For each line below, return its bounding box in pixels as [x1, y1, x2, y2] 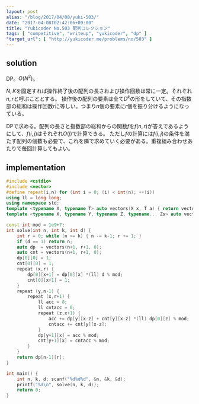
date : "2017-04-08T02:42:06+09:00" [6, 20, 94, 26]
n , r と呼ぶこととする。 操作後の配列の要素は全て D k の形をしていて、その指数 [6, 94, 192, 103]
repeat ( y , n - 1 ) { [17, 288, 60, 294]
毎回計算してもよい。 [21, 145, 73, 152]
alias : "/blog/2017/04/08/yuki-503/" [6, 14, 99, 20]
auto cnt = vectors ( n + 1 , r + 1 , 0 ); [17, 250, 102, 256]
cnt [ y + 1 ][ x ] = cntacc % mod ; [37, 338, 110, 344]
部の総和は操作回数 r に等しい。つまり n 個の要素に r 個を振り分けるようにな [6, 103, 185, 110]
